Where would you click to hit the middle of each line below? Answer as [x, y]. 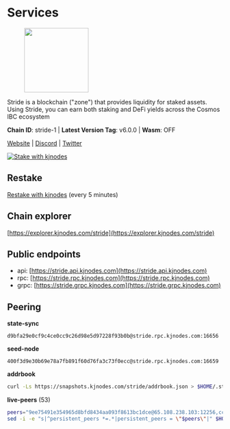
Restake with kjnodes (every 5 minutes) [63, 194]
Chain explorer [39, 217]
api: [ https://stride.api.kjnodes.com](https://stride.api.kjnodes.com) [112, 271]
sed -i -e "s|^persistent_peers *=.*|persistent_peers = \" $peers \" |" [110, 419]
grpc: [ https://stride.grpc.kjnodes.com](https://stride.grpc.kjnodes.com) [119, 286]
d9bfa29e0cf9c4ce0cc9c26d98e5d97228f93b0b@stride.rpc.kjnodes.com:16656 [113, 336]
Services [33, 13]
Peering [24, 307]
